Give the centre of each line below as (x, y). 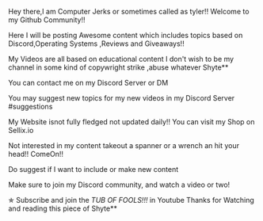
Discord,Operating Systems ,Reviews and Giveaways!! (96, 44)
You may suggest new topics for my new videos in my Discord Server (122, 98)
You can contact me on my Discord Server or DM (88, 83)
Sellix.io (21, 130)
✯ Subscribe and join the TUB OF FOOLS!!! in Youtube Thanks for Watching (131, 200)
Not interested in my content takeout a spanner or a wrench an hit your (124, 145)
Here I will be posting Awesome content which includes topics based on (126, 35)
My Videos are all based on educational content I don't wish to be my (121, 59)
